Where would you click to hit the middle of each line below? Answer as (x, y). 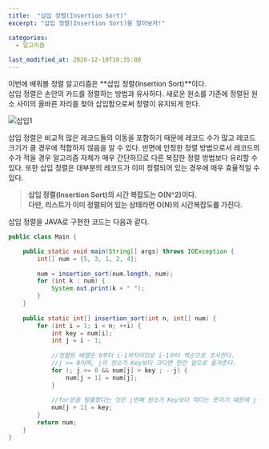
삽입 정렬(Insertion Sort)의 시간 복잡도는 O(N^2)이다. (112, 194)
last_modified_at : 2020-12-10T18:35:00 (75, 60)
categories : (28, 38)
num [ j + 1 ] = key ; (82, 408)
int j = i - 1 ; (76, 341)
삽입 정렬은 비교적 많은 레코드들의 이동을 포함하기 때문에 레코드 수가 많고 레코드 (132, 138)
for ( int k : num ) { (71, 281)
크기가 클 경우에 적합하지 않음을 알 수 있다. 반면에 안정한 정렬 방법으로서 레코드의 (134, 148)
